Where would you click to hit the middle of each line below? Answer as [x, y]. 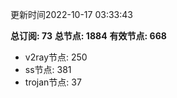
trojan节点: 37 [53, 82]
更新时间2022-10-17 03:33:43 [71, 14]
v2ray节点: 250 [56, 57]
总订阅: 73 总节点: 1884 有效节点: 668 [88, 36]
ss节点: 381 [48, 69]
